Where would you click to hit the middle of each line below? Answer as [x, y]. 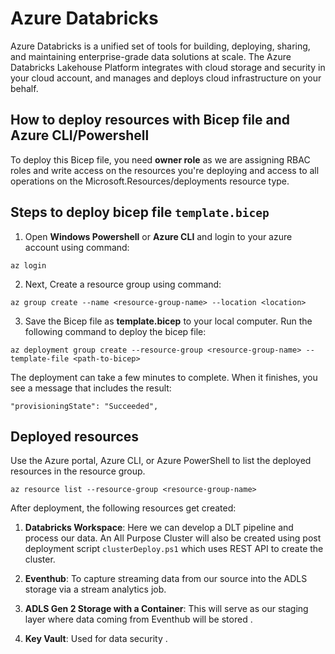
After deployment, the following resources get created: [123, 508]
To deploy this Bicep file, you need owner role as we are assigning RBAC [160, 159]
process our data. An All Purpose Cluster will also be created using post [173, 538]
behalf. [24, 88]
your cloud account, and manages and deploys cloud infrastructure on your [166, 78]
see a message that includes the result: [91, 388]
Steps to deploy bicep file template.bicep [140, 212]
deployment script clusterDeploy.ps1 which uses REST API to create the [174, 549]
